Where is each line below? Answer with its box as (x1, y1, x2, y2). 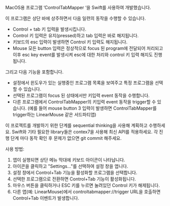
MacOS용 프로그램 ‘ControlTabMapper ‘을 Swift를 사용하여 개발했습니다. (5, 5, 151, 10)
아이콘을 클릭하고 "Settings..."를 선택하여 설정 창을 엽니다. (12, 163, 128, 169)
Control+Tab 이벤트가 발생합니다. (12, 195, 80, 201)
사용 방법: (5, 146, 24, 152)
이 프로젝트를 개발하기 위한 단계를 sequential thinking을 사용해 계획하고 (5, 122, 148, 128)
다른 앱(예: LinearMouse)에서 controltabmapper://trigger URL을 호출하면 (12, 189, 161, 195)
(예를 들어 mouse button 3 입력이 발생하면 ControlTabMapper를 (27, 105, 157, 111)
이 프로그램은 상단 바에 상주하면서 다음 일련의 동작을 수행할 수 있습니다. (5, 15, 146, 21)
